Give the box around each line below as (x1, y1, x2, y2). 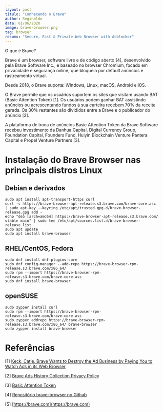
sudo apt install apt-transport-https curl (5, 197, 95, 202)
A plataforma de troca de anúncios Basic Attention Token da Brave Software (5, 121, 158, 127)
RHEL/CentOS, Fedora (5, 244, 74, 253)
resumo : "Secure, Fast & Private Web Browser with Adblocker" (5, 35, 134, 39)
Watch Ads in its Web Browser (5, 364, 66, 370)
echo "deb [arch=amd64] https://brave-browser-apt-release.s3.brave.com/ (5, 214, 159, 219)
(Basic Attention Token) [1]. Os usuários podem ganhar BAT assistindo (5, 97, 146, 102)
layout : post (5, 7, 32, 12)
